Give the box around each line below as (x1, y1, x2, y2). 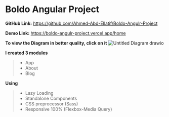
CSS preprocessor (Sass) (25, 100, 78, 107)
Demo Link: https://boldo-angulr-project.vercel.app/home (5, 30, 126, 36)
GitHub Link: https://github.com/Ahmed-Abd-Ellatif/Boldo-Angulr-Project (5, 20, 158, 26)
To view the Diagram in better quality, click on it (5, 40, 107, 46)
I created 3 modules (5, 50, 48, 56)
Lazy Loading (25, 90, 54, 96)
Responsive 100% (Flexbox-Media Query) (25, 106, 112, 112)
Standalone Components (25, 95, 77, 101)
